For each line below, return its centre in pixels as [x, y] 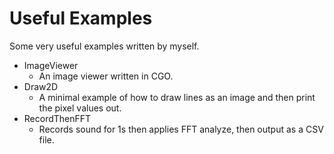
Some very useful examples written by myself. [104, 46]
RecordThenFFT [57, 118]
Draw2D [41, 86]
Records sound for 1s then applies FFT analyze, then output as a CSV [181, 129]
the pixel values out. [80, 108]
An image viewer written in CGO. [106, 76]
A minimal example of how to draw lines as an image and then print [177, 97]
